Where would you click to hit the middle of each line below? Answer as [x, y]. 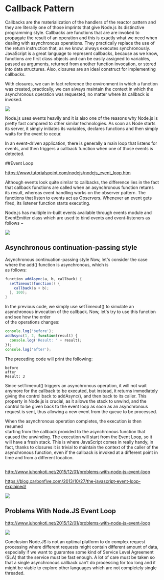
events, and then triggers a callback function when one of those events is [79, 148]
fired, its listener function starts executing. [48, 203]
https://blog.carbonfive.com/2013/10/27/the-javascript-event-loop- [73, 481]
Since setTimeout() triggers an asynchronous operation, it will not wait [76, 385]
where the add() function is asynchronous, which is [57, 264]
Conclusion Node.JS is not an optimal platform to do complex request [75, 541]
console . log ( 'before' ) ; [29, 331]
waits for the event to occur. [34, 133]
